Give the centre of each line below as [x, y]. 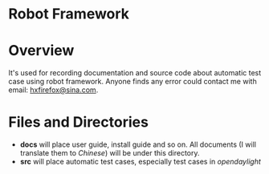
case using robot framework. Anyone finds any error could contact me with [132, 82]
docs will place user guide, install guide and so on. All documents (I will [138, 144]
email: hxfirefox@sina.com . [53, 90]
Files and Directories [78, 122]
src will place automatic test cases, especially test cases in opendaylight [140, 162]
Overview [41, 51]
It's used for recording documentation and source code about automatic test [135, 73]
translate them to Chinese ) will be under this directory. [110, 153]
